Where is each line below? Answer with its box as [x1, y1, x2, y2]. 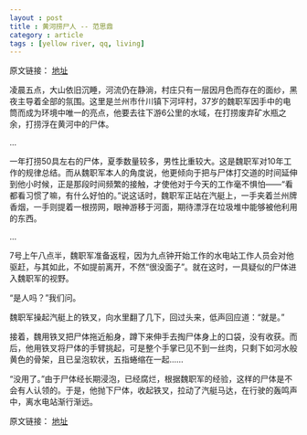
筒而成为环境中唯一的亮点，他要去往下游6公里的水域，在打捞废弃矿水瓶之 [9, 107, 287, 119]
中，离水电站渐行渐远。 [9, 397, 98, 408]
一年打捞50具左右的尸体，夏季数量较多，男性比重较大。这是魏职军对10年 [9, 156, 284, 167]
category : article [9, 30, 84, 39]
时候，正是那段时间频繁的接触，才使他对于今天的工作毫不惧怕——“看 [33, 179, 294, 190]
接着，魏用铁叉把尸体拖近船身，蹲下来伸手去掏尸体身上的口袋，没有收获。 [9, 331, 290, 343]
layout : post [9, 13, 64, 23]
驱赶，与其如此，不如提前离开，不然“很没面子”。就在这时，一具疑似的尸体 [9, 261, 290, 272]
